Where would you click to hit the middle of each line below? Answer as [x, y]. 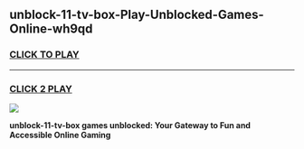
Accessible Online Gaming [60, 135]
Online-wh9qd [51, 29]
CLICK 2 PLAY [41, 88]
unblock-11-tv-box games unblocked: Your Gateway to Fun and [130, 125]
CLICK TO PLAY [44, 55]
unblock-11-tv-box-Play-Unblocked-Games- [137, 15]
